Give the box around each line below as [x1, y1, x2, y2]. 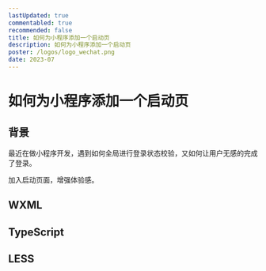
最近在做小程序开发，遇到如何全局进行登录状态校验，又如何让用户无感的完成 [8, 148, 258, 158]
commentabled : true [8, 19, 73, 27]
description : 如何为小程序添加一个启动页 [8, 41, 131, 49]
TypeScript [8, 225, 65, 239]
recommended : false [8, 26, 73, 34]
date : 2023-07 [8, 56, 55, 64]
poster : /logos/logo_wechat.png [8, 48, 115, 56]
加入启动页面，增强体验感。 [8, 175, 99, 184]
